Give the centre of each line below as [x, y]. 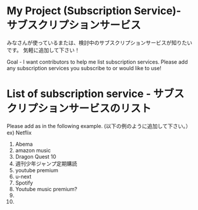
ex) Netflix [19, 132]
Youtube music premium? [46, 189]
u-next [23, 176]
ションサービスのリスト [95, 109]
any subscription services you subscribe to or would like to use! [84, 68]
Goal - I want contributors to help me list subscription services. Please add [97, 62]
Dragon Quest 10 [36, 156]
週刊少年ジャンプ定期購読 [46, 163]
